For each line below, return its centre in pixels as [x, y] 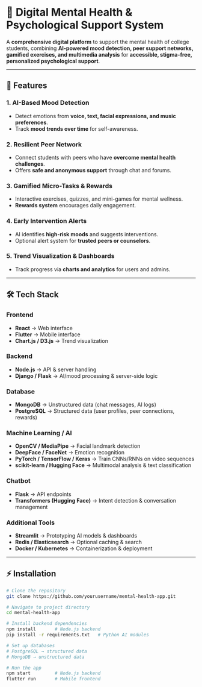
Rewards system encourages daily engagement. [75, 205]
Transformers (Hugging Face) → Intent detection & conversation [95, 500]
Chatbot [19, 481]
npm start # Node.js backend [54, 673]
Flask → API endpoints [43, 494]
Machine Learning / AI [39, 433]
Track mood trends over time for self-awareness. [76, 128]
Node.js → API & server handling [56, 369]
